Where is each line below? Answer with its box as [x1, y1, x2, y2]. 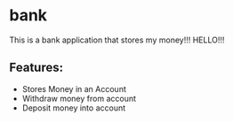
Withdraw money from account [21, 93, 136, 103]
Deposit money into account [21, 103, 126, 113]
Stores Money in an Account [21, 83, 127, 94]
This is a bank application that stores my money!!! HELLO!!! [9, 34, 225, 45]
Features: [9, 60, 64, 75]
